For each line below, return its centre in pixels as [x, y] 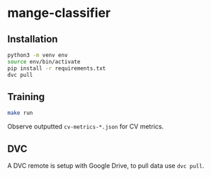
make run [20, 113]
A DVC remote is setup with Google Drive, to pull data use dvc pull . [106, 166]
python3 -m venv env [38, 55]
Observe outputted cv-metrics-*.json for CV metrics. [86, 127]
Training [26, 97]
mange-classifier [59, 13]
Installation [33, 39]
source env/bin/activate [44, 61]
